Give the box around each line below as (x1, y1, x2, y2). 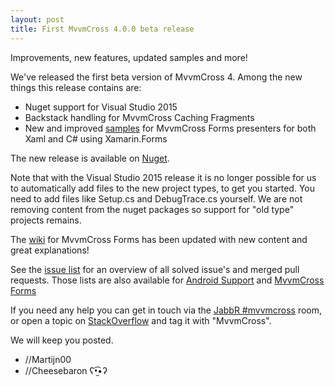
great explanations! (10, 244, 90, 256)
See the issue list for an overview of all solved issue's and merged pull (10, 263, 300, 275)
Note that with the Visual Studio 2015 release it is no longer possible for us (10, 171, 317, 183)
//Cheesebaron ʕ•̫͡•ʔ (24, 364, 108, 376)
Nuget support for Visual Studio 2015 (24, 101, 178, 113)
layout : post (10, 14, 65, 25)
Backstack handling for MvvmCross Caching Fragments (24, 111, 255, 123)
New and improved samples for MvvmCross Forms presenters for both (24, 122, 317, 134)
